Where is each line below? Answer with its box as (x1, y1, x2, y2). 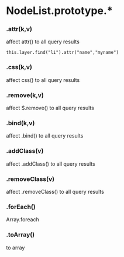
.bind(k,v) (6, 119, 35, 127)
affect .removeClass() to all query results (6, 188, 104, 195)
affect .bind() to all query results (6, 132, 84, 139)
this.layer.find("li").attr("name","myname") (6, 50, 119, 56)
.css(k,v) (6, 63, 32, 71)
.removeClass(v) (6, 174, 54, 183)
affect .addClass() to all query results (6, 160, 95, 167)
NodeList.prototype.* (6, 4, 113, 18)
